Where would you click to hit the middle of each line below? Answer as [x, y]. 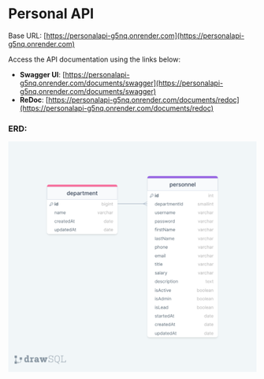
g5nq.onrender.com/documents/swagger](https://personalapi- [121, 83]
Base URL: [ [27, 36]
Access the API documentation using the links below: [95, 59]
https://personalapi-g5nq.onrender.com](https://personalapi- [145, 36]
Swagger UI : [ [42, 74]
